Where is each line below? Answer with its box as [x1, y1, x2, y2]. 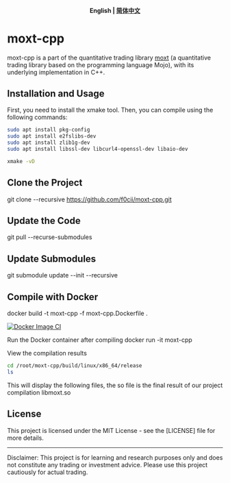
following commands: [7, 113, 68, 121]
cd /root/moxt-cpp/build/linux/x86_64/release [7, 362, 142, 369]
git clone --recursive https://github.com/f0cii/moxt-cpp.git [7, 195, 172, 203]
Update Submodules [7, 253, 97, 264]
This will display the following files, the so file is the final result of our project [7, 381, 223, 389]
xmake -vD [7, 158, 36, 164]
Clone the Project [7, 177, 83, 188]
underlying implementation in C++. [7, 68, 105, 76]
